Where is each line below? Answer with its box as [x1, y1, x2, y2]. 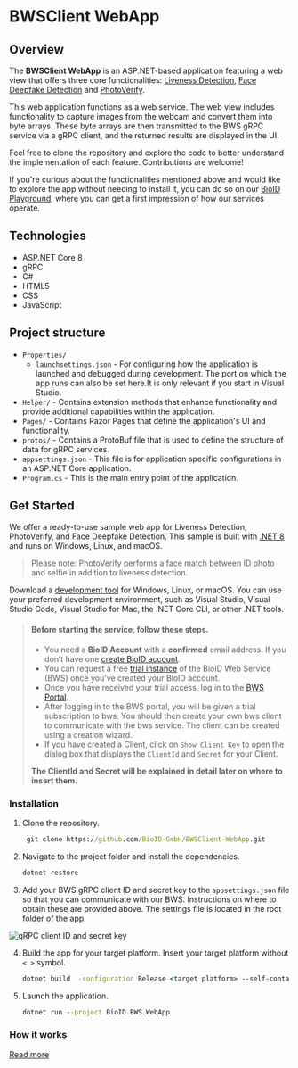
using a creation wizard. [44, 729, 133, 740]
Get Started [9, 498, 75, 514]
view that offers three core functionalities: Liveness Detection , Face [9, 75, 257, 86]
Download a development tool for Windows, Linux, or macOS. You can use [9, 584, 282, 595]
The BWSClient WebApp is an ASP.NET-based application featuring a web [9, 65, 283, 76]
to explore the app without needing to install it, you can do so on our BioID [9, 184, 281, 194]
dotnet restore [21, 868, 79, 877]
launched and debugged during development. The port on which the [35, 368, 287, 378]
